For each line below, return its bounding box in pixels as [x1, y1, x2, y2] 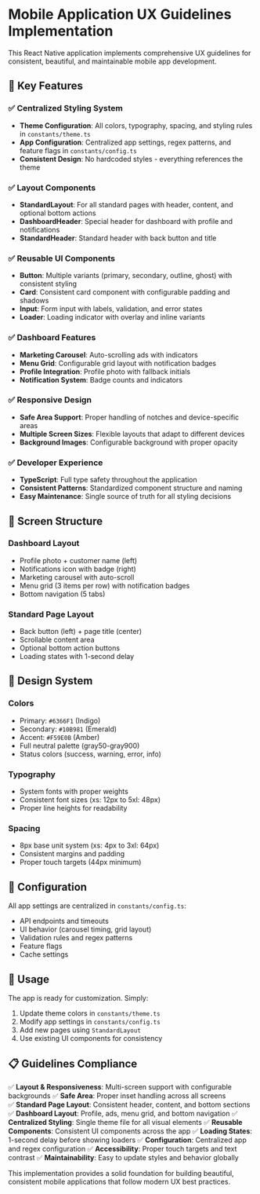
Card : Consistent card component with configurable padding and [19, 288, 230, 297]
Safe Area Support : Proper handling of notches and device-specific [19, 412, 240, 422]
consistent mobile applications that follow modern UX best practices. [8, 1177, 231, 1186]
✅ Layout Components [8, 182, 96, 193]
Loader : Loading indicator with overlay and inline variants [19, 313, 205, 322]
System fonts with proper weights [19, 787, 129, 797]
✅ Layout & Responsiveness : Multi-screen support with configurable [8, 1082, 233, 1091]
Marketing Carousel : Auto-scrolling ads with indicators [19, 350, 198, 359]
